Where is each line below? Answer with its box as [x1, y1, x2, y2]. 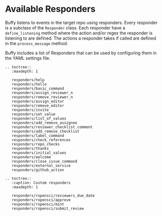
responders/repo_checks [11, 142, 60, 146]
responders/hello [11, 82, 47, 87]
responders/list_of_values [11, 116, 67, 121]
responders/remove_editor [11, 103, 64, 108]
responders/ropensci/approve [11, 197, 71, 202]
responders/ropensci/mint [11, 202, 64, 207]
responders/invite [11, 107, 49, 112]
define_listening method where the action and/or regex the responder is [5, 30, 153, 36]
